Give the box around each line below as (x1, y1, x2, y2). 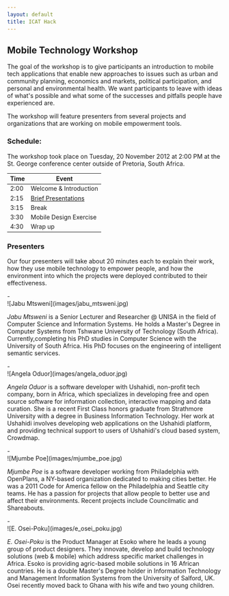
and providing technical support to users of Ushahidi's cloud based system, (7, 426, 221, 435)
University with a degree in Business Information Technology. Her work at (7, 412, 215, 420)
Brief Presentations (30, 194, 85, 202)
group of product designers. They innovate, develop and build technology (7, 545, 215, 554)
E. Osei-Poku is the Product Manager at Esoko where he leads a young (7, 538, 206, 546)
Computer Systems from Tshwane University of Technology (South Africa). (7, 327, 219, 335)
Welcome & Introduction (30, 185, 98, 193)
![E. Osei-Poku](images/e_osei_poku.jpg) (7, 524, 123, 533)
